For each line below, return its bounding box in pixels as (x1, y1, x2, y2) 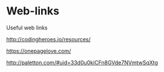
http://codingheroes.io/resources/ (6, 35, 91, 43)
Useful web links (6, 24, 48, 31)
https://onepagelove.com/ (6, 47, 71, 55)
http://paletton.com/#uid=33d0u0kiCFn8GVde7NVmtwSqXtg (6, 59, 159, 66)
